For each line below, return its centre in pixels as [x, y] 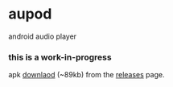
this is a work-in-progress [60, 57]
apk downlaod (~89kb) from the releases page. [86, 75]
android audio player [43, 36]
